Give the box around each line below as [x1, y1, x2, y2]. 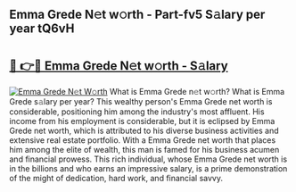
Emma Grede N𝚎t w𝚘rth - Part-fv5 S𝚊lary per [9, 7, 266, 22]
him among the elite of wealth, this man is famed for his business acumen [9, 145, 280, 154]
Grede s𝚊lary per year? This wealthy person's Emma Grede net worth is [9, 96, 273, 106]
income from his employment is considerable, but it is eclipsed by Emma [9, 116, 275, 126]
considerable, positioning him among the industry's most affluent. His [9, 106, 265, 117]
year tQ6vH [9, 21, 75, 37]
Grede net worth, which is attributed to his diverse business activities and [9, 125, 279, 136]
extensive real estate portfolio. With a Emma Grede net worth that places [9, 135, 276, 146]
